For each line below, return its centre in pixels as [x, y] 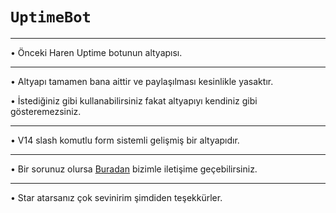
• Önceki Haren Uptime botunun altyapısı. [96, 52]
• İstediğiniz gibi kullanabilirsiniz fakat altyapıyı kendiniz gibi [134, 100]
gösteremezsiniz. [46, 111]
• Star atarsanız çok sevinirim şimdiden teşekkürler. [116, 197]
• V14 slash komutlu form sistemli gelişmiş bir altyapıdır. [125, 140]
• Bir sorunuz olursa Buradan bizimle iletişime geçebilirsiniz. [134, 169]
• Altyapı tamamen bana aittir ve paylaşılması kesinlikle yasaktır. [142, 81]
